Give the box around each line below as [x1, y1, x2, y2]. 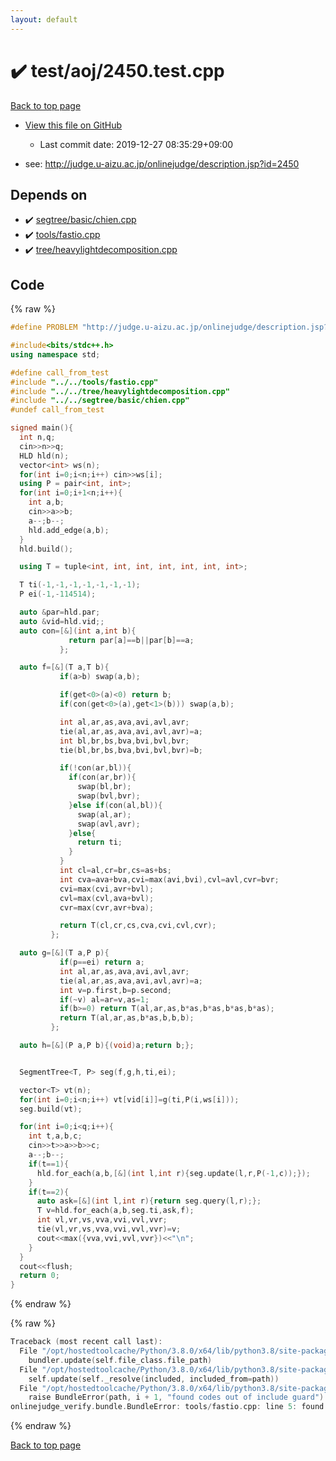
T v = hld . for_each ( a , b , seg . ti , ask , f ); [36, 1206, 195, 1216]
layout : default [10, 14, 78, 25]
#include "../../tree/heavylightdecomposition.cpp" [10, 386, 230, 396]
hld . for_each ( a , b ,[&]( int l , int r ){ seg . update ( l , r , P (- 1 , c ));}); [36, 1168, 311, 1178]
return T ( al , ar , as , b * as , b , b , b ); [59, 1013, 195, 1023]
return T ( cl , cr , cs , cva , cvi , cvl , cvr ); [59, 921, 217, 931]
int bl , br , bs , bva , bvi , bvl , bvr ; [59, 736, 190, 746]
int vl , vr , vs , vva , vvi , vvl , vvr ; [36, 1215, 168, 1225]
